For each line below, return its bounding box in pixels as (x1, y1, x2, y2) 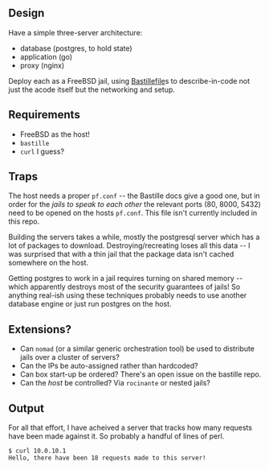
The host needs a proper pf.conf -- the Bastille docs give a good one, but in (8, 191, 260, 200)
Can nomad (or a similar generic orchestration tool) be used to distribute (19, 344, 255, 353)
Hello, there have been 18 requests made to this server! (8, 454, 206, 462)
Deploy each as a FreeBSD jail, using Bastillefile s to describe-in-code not (8, 76, 251, 85)
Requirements (8, 108, 80, 122)
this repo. (8, 216, 40, 226)
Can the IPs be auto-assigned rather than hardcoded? (19, 361, 198, 371)
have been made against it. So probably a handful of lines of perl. (8, 431, 225, 441)
